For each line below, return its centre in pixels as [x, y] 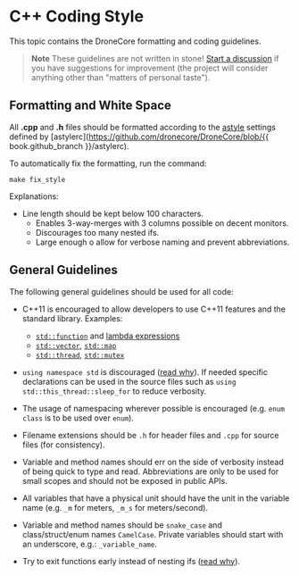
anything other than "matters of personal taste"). [120, 77]
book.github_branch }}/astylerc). [69, 146]
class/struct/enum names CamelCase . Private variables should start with [153, 534]
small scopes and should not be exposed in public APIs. [125, 480]
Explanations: [34, 196]
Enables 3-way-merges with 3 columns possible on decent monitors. [162, 223]
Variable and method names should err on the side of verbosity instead [153, 462]
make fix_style [37, 179]
